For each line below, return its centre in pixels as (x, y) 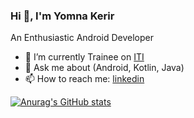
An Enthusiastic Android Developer (82, 38)
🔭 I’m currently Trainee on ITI (84, 57)
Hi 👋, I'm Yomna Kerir (62, 16)
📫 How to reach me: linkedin (84, 79)
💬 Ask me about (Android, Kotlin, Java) (104, 68)
